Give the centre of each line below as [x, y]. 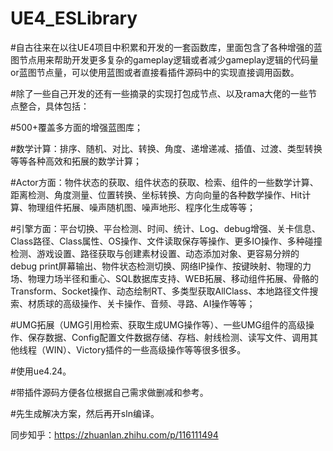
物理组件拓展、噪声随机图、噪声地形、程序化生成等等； [141, 207]
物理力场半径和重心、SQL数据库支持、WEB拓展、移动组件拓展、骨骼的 [173, 278]
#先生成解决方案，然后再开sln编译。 [85, 413]
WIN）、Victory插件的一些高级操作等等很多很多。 [145, 349]
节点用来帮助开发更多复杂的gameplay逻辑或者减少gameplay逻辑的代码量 [168, 59]
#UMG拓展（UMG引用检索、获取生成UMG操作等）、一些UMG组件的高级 [158, 324]
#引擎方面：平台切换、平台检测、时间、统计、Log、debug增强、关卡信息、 [165, 228]
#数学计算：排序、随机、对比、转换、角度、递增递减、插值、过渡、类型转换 [166, 148]
